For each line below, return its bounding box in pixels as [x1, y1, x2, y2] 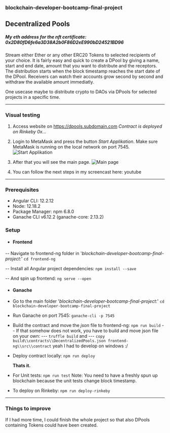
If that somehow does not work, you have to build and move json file [16, 328, 158, 334]
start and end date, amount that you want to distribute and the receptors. [5, 63, 157, 69]
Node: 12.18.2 [12, 203, 41, 209]
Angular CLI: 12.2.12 [12, 197, 54, 204]
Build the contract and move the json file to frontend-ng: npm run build [12, 322, 161, 329]
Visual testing [5, 112, 40, 119]
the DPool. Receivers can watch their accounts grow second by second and [5, 74, 163, 80]
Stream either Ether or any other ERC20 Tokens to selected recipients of [5, 52, 156, 58]
